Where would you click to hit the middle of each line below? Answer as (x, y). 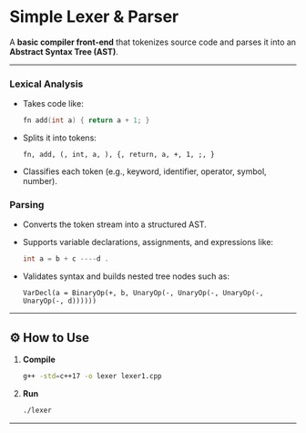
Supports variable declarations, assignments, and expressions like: (148, 242)
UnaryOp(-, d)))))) (60, 301)
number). (40, 181)
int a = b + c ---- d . (66, 259)
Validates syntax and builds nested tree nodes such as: (126, 276)
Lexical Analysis (46, 84)
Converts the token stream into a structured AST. (114, 224)
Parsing (27, 205)
